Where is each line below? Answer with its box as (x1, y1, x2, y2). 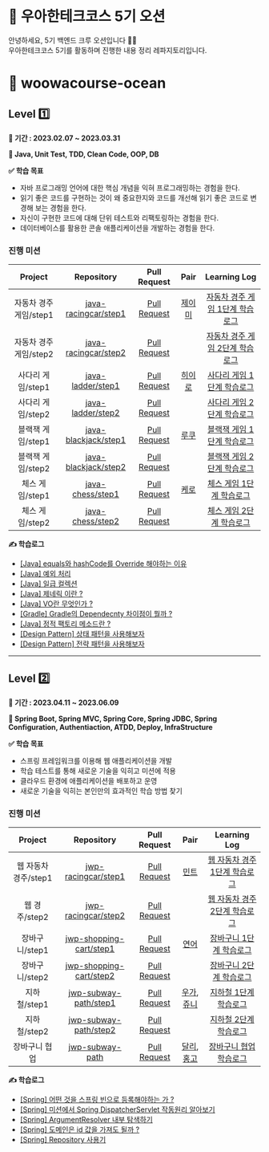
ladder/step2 (71, 407, 120, 418)
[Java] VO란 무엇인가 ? (19, 599, 94, 609)
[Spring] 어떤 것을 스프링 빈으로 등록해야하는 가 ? (19, 1095, 175, 1105)
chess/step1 (71, 489, 120, 500)
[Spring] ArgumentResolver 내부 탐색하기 (19, 1115, 154, 1125)
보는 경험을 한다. (34, 202, 86, 213)
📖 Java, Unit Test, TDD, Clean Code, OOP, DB (8, 149, 159, 159)
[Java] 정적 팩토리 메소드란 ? (19, 619, 111, 629)
